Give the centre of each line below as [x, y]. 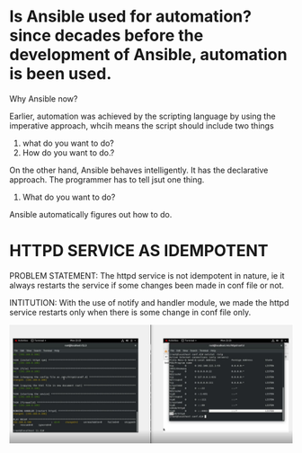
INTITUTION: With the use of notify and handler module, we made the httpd [149, 302]
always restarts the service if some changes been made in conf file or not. [147, 285]
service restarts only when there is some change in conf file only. [130, 312]
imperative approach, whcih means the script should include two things [142, 125]
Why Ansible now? [44, 98]
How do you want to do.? [68, 152]
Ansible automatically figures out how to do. [91, 214]
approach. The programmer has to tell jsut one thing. [107, 179]
